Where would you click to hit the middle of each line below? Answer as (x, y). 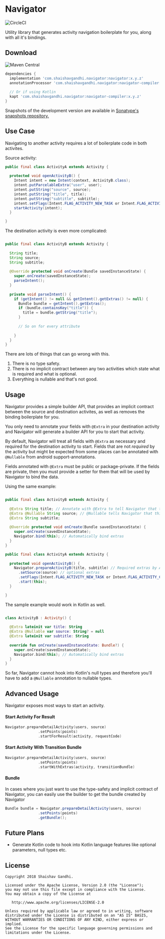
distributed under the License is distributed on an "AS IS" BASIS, (77, 915)
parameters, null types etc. (39, 850)
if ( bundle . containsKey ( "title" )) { (55, 308)
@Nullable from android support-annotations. (51, 457)
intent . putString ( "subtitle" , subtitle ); (57, 199)
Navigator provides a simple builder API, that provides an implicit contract (80, 407)
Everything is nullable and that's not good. (55, 379)
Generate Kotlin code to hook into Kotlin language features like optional (84, 845)
